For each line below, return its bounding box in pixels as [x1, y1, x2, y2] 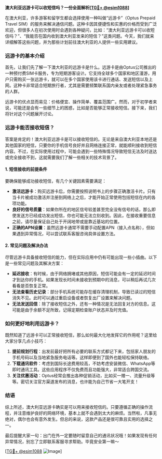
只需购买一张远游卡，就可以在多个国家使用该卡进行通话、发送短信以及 [9, 76, 148, 82]
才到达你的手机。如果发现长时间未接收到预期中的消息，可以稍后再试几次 [12, 277, 156, 282]
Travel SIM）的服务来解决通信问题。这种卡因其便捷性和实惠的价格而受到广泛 [5, 21, 157, 27]
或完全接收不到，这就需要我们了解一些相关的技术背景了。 [5, 154, 119, 160]
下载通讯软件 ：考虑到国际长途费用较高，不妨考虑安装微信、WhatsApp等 [12, 361, 156, 367]
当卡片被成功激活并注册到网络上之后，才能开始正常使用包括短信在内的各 [12, 194, 156, 200]
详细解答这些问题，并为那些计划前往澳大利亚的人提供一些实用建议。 [5, 39, 140, 45]
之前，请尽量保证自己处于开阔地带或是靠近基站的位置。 [12, 218, 122, 224]
